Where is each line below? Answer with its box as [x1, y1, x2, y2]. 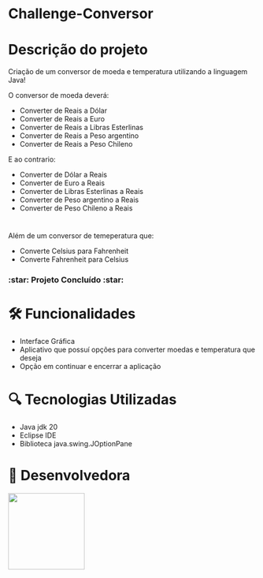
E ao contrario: [8, 155, 57, 164]
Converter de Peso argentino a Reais [19, 195, 139, 205]
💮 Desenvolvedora [8, 467, 131, 485]
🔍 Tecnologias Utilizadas [8, 391, 177, 408]
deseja [19, 353, 42, 363]
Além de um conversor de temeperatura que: [8, 231, 154, 241]
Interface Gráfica [19, 337, 75, 346]
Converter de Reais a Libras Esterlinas [19, 123, 144, 132]
